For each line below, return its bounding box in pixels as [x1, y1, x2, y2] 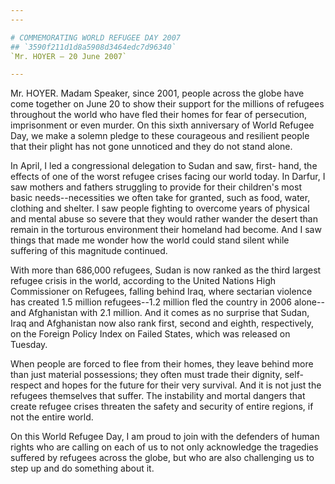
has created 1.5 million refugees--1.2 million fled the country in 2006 [10, 296, 292, 308]
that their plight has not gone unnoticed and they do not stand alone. [10, 141, 293, 153]
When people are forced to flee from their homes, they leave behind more [10, 358, 314, 370]
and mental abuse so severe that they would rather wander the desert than [10, 213, 318, 225]
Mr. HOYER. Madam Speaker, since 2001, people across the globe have [10, 87, 305, 100]
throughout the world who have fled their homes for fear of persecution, [10, 109, 308, 121]
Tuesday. [10, 339, 48, 351]
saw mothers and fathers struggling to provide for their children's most [10, 181, 302, 193]
